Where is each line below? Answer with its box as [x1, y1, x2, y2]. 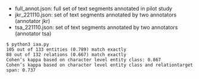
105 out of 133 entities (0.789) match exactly [6, 47, 127, 52]
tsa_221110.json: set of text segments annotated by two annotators [14, 24, 178, 31]
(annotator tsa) [14, 30, 52, 37]
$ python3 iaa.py [6, 41, 49, 47]
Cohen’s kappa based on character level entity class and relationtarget [6, 62, 194, 68]
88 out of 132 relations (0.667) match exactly [6, 52, 127, 58]
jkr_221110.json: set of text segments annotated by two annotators [14, 11, 177, 18]
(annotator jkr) [14, 18, 51, 24]
